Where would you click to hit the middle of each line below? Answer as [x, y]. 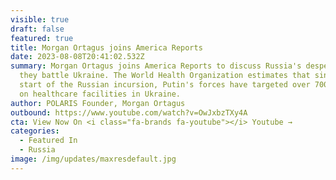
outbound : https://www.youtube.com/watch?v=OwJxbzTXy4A [129, 112]
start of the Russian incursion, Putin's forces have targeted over [165, 85]
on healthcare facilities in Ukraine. [100, 94]
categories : [35, 131]
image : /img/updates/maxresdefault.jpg [93, 159]
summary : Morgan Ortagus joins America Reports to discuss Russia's [156, 66]
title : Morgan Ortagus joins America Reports [106, 47]
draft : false [37, 29]
